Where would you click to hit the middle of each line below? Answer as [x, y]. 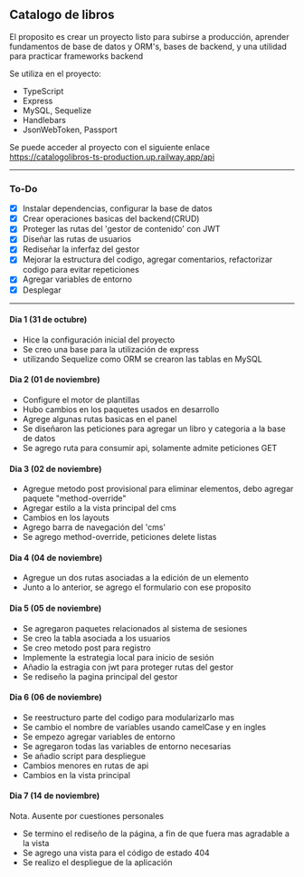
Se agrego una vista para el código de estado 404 [116, 853]
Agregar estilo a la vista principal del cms [99, 508]
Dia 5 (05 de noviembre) [56, 608]
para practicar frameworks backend [76, 56]
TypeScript [43, 91]
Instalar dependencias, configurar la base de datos [117, 208]
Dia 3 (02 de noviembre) [56, 468]
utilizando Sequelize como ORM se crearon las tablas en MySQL [142, 359]
